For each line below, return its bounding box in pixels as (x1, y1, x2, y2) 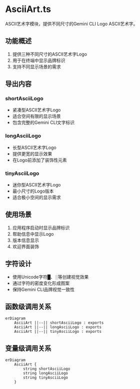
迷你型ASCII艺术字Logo (12, 182, 61, 188)
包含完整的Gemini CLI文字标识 (12, 119, 75, 126)
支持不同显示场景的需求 (12, 64, 61, 70)
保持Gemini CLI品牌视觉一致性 (12, 286, 75, 292)
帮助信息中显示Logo (12, 231, 54, 237)
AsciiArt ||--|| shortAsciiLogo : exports (14, 320, 104, 325)
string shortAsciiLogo (23, 366, 70, 371)
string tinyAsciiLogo (23, 375, 68, 380)
